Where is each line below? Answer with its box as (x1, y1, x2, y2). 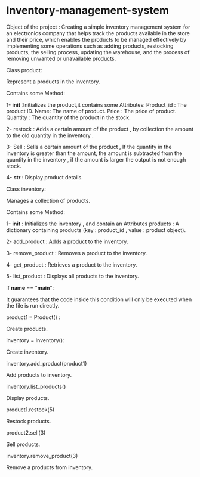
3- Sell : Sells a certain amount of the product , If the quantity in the (6, 143, 172, 150)
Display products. (6, 394, 50, 401)
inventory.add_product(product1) (6, 360, 87, 367)
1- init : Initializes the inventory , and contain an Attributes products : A (6, 220, 179, 227)
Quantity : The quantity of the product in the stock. (6, 114, 131, 121)
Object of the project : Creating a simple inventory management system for (6, 23, 190, 30)
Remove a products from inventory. (6, 463, 93, 471)
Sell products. (6, 441, 41, 448)
